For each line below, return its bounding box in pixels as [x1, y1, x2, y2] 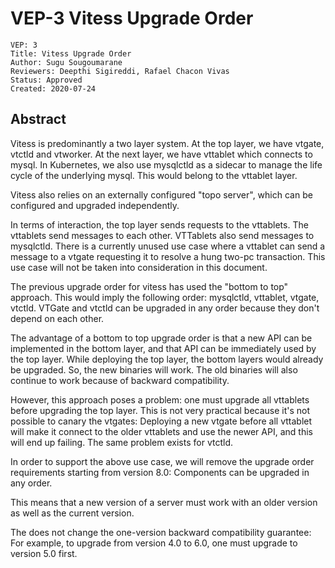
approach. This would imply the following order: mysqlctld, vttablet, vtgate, [10, 291, 320, 303]
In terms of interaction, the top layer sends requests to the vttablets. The [10, 218, 309, 231]
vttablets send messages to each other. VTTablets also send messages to [10, 229, 315, 241]
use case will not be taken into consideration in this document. [10, 261, 268, 273]
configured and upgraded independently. [10, 199, 180, 211]
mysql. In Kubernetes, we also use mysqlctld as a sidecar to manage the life [10, 158, 323, 171]
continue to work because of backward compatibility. [10, 374, 230, 386]
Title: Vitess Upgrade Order [10, 48, 132, 59]
